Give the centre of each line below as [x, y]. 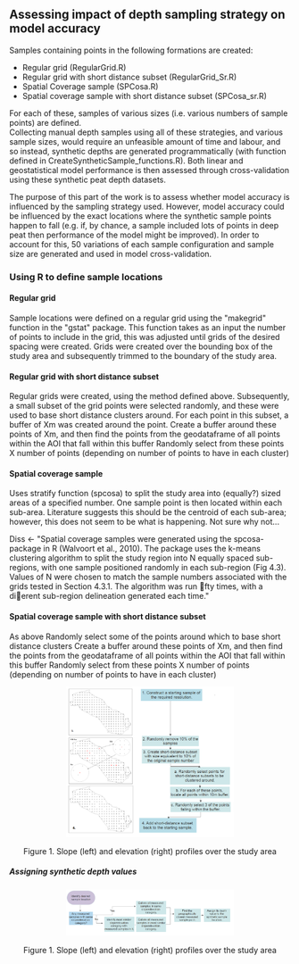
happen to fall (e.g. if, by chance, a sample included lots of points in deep [144, 225]
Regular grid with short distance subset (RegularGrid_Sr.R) [129, 77]
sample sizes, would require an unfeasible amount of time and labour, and [145, 141]
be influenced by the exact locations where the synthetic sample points [141, 216]
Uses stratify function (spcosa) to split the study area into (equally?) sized [145, 494]
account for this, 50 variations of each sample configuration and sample [142, 244]
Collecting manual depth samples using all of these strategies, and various [146, 132]
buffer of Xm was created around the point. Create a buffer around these [143, 425]
